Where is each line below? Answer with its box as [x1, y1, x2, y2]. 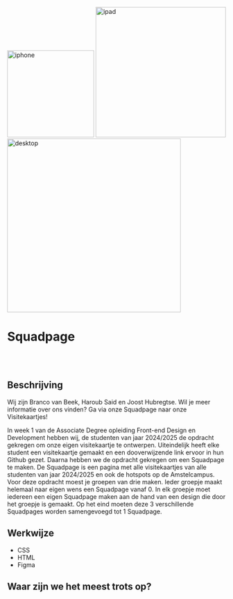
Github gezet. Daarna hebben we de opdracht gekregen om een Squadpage [7, 455, 225, 463]
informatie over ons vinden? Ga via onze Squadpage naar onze [7, 405, 187, 413]
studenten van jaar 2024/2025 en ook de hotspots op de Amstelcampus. [7, 470, 215, 479]
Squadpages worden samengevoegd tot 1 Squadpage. [7, 507, 162, 516]
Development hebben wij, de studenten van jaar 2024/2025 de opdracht [7, 433, 214, 441]
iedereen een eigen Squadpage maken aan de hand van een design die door [7, 492, 226, 500]
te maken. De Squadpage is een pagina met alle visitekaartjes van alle [7, 463, 207, 471]
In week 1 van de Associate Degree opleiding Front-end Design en [7, 426, 196, 434]
